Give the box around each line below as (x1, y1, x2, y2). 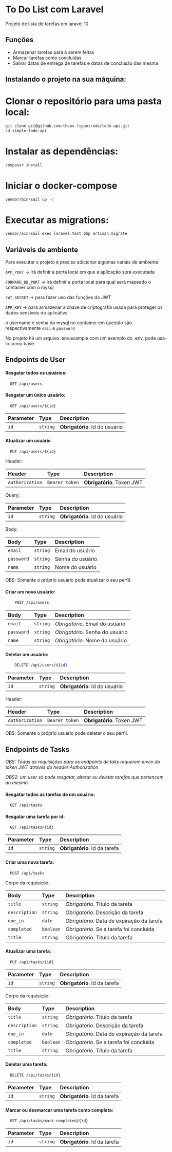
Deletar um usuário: (5, 651, 49, 657)
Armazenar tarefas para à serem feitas (12, 49, 94, 55)
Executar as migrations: (5, 214, 109, 226)
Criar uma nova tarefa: (5, 859, 54, 865)
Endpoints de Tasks (5, 745, 70, 754)
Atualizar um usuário (5, 438, 51, 444)
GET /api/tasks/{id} (10, 825, 54, 830)
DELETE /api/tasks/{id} (10, 1073, 61, 1078)
